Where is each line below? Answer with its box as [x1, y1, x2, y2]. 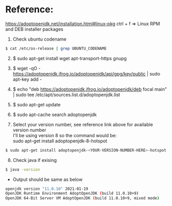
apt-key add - [12, 76, 42, 82]
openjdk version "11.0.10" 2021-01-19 [5, 186, 88, 191]
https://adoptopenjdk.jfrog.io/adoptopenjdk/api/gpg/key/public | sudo [12, 70, 161, 77]
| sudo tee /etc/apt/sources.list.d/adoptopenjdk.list [12, 91, 121, 98]
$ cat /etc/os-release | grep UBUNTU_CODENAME [5, 46, 107, 51]
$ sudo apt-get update [12, 101, 61, 107]
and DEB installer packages [5, 26, 64, 32]
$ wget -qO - [12, 65, 41, 71]
